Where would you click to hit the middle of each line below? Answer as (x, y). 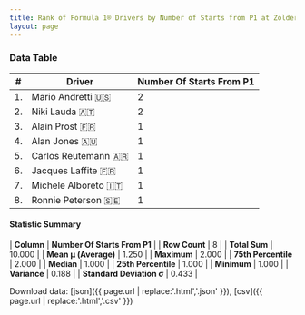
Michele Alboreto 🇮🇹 (77, 185)
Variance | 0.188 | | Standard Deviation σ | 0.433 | (103, 274)
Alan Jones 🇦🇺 (64, 141)
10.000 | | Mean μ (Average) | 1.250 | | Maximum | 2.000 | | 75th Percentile (151, 254)
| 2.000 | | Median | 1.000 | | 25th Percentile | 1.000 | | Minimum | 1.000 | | (149, 264)
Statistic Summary (45, 224)
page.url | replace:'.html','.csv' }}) (71, 301)
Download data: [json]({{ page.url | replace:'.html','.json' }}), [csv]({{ (136, 291)
